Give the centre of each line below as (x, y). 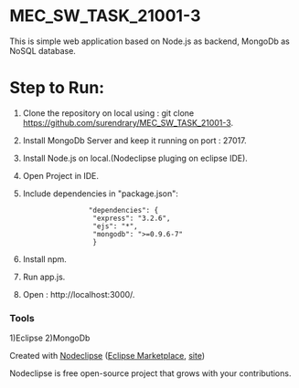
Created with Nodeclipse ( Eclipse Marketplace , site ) (107, 356)
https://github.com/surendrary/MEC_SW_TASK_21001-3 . (128, 122)
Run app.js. (44, 277)
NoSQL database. (43, 50)
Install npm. (44, 259)
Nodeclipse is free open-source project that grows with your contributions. (150, 373)
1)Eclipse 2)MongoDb (50, 338)
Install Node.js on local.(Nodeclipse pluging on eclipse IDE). (135, 158)
